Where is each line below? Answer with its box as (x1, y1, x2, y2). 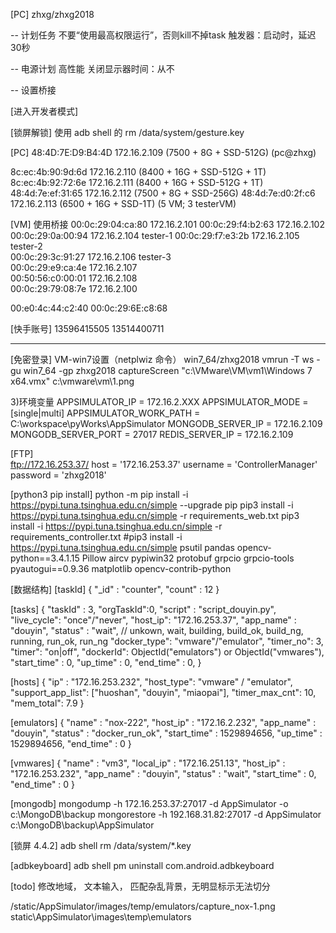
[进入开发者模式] (10, 105, 79, 117)
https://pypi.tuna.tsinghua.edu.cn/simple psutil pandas (10, 542, 235, 553)
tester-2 (10, 240, 43, 252)
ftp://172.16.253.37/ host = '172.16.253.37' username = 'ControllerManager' (10, 459, 318, 470)
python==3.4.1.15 (10, 552, 80, 564)
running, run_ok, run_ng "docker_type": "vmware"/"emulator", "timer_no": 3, (10, 635, 324, 647)
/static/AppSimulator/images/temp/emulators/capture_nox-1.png (10, 900, 276, 912)
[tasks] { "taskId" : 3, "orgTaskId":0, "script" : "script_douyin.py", (10, 604, 277, 615)
